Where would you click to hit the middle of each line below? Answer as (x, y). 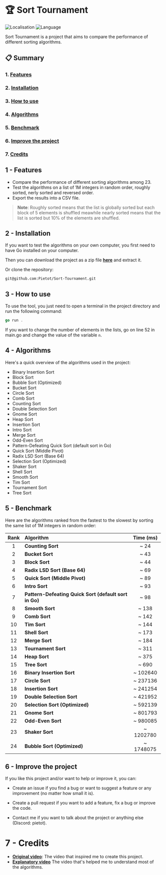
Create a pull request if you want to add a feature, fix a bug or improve (84, 803)
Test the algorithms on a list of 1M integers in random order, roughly (81, 187)
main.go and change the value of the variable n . (54, 335)
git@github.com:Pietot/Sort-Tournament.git (51, 279)
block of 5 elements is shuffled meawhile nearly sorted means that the (89, 212)
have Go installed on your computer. (42, 250)
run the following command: (34, 311)
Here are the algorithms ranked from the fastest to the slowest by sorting (79, 520)
